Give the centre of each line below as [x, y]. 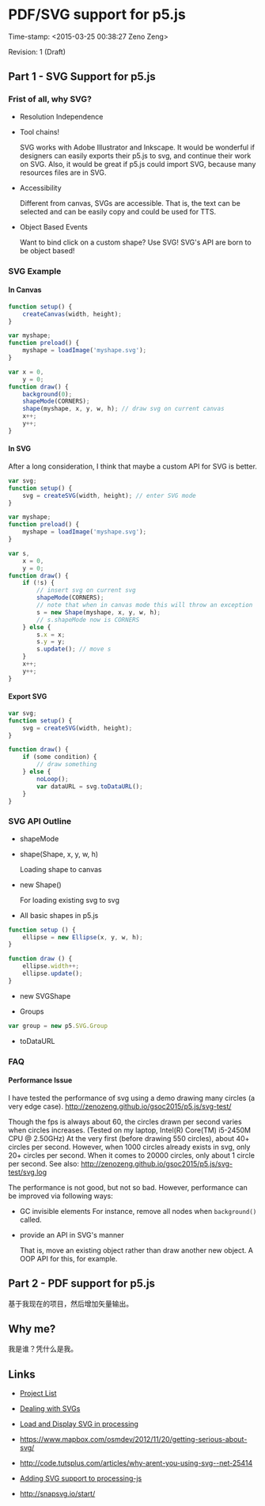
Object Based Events [54, 226]
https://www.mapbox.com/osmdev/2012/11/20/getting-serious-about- [133, 1440]
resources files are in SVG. [63, 173]
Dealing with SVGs [50, 1409]
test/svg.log [28, 1172]
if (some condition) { [60, 757]
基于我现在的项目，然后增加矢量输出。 [70, 1303]
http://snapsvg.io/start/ [57, 1494]
